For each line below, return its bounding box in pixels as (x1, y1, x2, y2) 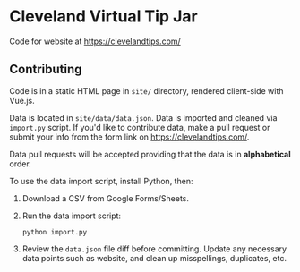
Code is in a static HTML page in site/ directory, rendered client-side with (9, 85, 284, 96)
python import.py (21, 227, 88, 236)
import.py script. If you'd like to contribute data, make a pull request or (9, 122, 270, 132)
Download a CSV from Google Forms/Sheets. (21, 192, 190, 203)
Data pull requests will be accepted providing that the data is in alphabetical (9, 149, 291, 159)
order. (9, 158, 31, 169)
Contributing (9, 62, 82, 77)
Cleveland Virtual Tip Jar (9, 6, 199, 27)
